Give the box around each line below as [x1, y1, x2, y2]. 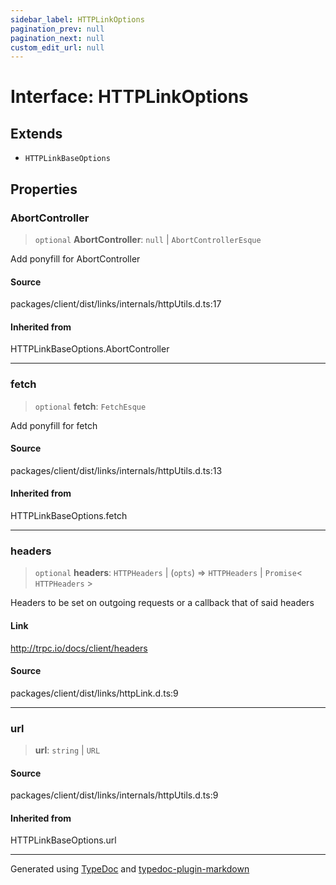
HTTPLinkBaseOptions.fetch [10, 510, 128, 522]
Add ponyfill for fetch [10, 419, 98, 431]
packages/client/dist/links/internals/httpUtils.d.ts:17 [10, 298, 222, 310]
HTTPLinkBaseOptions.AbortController [10, 343, 170, 355]
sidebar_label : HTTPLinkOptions [10, 14, 145, 25]
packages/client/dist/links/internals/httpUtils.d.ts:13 [10, 464, 223, 476]
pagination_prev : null [10, 24, 105, 34]
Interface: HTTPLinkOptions [10, 86, 249, 108]
